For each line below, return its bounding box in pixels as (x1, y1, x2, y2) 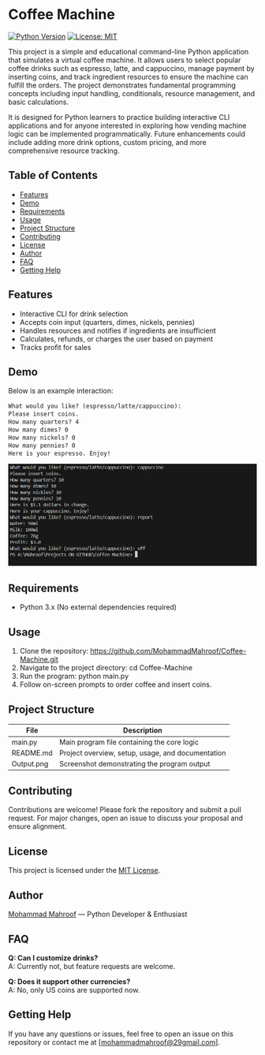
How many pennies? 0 (8, 442, 77, 450)
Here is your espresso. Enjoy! (8, 449, 111, 458)
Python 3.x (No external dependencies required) (19, 602, 177, 612)
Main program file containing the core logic (58, 737, 200, 747)
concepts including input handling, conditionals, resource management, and (8, 88, 256, 98)
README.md (11, 747, 53, 758)
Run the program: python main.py (19, 672, 129, 681)
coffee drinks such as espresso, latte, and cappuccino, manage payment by (8, 63, 255, 73)
